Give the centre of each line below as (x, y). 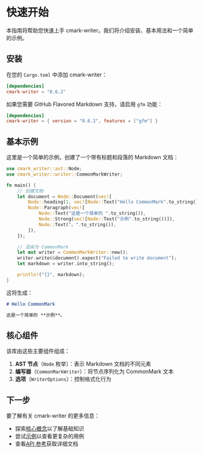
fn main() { (21, 185)
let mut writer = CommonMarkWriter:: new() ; (73, 253)
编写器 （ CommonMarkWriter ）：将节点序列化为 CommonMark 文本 (94, 372)
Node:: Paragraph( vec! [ (56, 208)
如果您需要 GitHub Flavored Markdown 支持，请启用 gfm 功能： (85, 104)
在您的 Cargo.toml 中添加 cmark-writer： (57, 74)
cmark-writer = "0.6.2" (36, 91)
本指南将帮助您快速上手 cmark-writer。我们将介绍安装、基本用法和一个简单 (100, 30)
